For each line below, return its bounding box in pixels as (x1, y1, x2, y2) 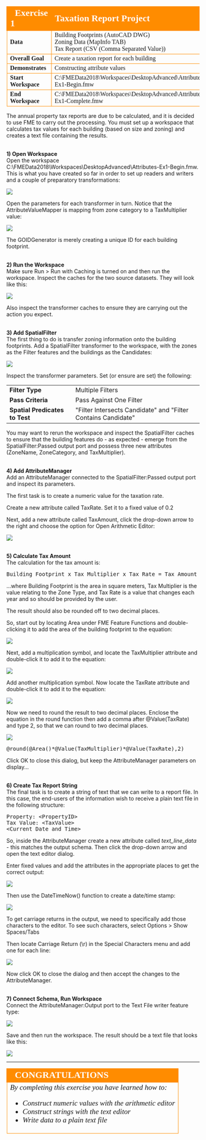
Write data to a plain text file (22, 1115, 107, 1125)
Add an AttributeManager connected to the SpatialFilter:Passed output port (6, 474, 196, 481)
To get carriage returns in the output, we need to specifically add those (6, 915, 186, 923)
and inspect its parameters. (6, 480, 75, 487)
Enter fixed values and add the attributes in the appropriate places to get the (6, 862, 199, 869)
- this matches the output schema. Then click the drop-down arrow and (6, 843, 187, 851)
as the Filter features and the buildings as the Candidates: (6, 349, 152, 355)
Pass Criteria (9, 396, 48, 404)
